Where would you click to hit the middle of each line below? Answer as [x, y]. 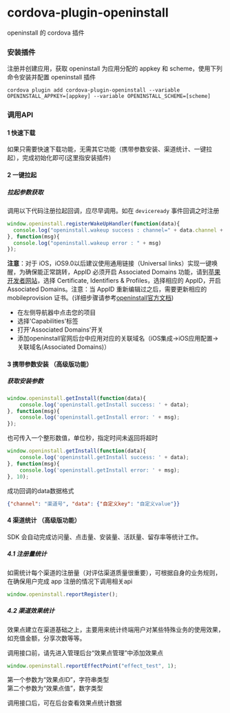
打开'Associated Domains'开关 [60, 330]
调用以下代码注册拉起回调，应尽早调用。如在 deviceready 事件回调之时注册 [113, 210]
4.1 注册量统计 [27, 554]
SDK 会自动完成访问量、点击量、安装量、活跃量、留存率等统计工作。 [105, 536]
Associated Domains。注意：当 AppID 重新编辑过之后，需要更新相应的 [107, 289]
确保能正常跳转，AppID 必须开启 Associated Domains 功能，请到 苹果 [123, 272]
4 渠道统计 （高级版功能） [44, 520]
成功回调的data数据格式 [41, 490]
